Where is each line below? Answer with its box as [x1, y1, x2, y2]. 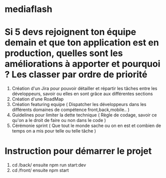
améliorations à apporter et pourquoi [4, 58, 160, 69]
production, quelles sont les [4, 47, 123, 59]
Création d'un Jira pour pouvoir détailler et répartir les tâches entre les [11, 85, 157, 91]
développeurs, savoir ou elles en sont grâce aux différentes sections [11, 91, 153, 97]
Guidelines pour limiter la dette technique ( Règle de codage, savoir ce [11, 112, 157, 118]
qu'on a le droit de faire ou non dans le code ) [11, 117, 106, 123]
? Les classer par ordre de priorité [4, 69, 147, 80]
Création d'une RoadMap [11, 96, 64, 102]
